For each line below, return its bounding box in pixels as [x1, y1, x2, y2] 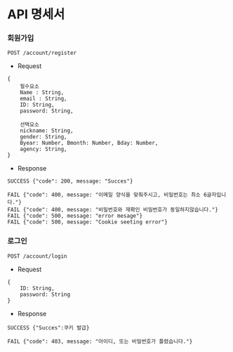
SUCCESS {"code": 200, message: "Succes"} [7, 178, 133, 185]
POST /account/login [7, 252, 68, 260]
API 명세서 [7, 6, 65, 22]
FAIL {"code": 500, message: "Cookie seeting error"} [7, 219, 168, 226]
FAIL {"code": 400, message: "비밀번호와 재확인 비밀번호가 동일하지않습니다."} [7, 207, 219, 214]
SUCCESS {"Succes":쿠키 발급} [7, 324, 90, 331]
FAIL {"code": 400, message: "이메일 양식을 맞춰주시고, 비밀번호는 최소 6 [7, 191, 207, 199]
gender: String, [20, 133, 68, 141]
